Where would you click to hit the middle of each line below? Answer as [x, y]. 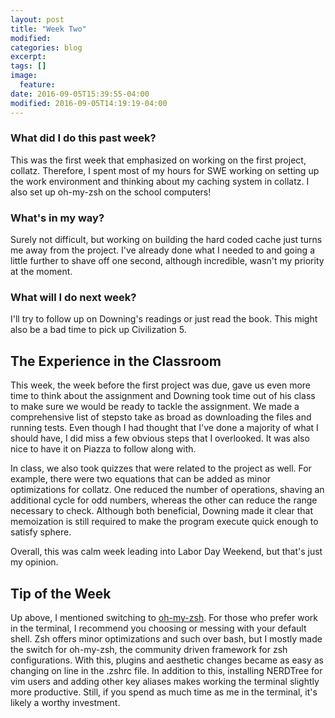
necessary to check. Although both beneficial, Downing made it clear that [162, 511]
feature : [37, 85]
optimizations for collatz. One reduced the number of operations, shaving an [167, 490]
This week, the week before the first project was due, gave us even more [161, 385]
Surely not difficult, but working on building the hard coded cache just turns [166, 240]
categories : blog [46, 47]
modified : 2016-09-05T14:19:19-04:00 [89, 103]
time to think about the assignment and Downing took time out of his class [163, 396]
